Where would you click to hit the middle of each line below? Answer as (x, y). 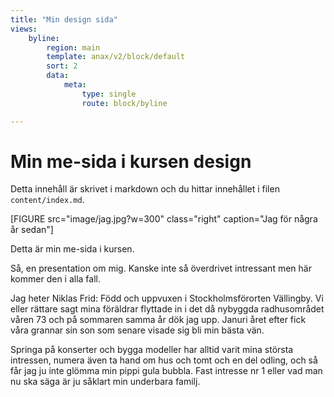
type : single (109, 94)
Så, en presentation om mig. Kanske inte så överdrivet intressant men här (161, 268)
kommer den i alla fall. (56, 279)
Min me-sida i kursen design (131, 161)
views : (24, 29)
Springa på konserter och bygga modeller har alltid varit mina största (152, 350)
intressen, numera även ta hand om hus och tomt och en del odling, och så (164, 360)
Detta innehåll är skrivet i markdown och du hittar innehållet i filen (145, 189)
